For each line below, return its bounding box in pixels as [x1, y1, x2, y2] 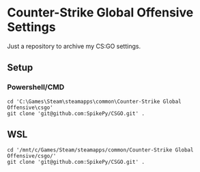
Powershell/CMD [7, 82, 65, 92]
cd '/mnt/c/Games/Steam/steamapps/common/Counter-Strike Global [7, 147, 194, 153]
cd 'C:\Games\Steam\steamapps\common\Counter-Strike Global [7, 98, 182, 105]
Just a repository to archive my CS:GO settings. [7, 42, 141, 50]
